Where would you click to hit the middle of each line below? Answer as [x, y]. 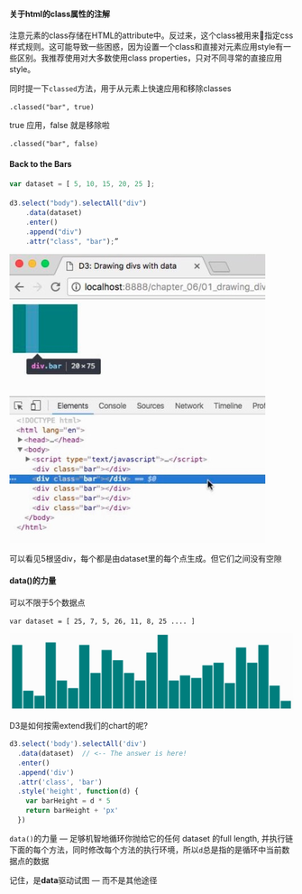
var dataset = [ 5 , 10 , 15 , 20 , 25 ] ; [82, 184]
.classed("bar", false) [54, 144]
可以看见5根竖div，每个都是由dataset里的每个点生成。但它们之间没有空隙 [146, 558]
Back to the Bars [41, 163]
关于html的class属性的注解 [60, 14]
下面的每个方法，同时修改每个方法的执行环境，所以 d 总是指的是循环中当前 [146, 850]
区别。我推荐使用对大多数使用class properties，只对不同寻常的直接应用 [149, 58]
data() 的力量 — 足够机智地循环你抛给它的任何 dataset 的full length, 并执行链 [151, 838]
